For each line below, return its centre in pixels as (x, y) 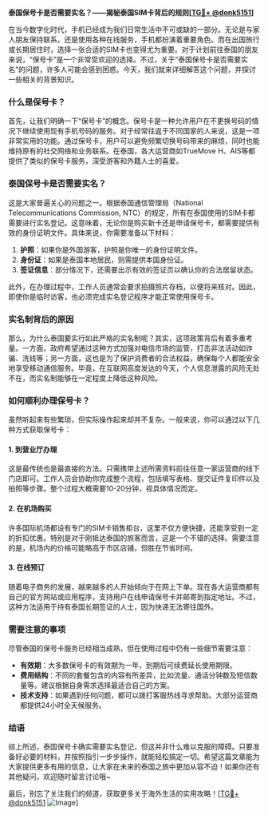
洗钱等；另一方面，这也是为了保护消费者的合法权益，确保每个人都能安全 (141, 358)
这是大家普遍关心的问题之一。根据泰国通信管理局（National (106, 202)
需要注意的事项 (37, 629)
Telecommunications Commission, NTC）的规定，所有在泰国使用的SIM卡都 (132, 213)
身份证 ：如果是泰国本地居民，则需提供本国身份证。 (104, 260)
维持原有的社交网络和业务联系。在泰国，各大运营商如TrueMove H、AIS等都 (132, 151)
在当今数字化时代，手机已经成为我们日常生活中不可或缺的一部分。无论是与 (130, 30)
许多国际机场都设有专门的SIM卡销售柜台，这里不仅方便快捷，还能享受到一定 (134, 527)
